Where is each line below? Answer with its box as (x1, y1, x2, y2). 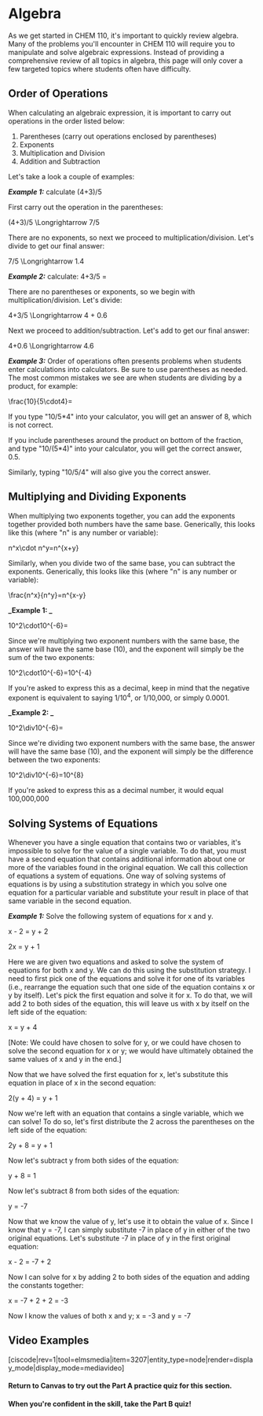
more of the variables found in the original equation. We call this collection (8, 863, 249, 872)
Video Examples (8, 1334, 89, 1348)
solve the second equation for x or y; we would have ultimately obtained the (8, 1046, 254, 1056)
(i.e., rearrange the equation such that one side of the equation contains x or (8, 983, 255, 992)
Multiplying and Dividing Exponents (8, 490, 187, 503)
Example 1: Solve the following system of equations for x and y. (8, 912, 214, 921)
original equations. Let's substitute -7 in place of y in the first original (8, 1233, 231, 1243)
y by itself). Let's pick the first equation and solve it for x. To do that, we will (8, 990, 253, 1000)
